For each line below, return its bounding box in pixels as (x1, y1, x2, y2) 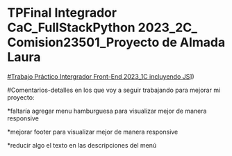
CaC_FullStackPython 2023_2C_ (7, 19, 198, 36)
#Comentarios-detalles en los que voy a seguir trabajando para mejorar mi (7, 86, 221, 94)
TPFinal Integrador (7, 5, 117, 21)
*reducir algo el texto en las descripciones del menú (7, 141, 157, 149)
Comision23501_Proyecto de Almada (7, 35, 226, 50)
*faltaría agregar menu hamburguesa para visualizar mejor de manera (7, 107, 207, 115)
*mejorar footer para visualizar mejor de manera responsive (7, 127, 179, 136)
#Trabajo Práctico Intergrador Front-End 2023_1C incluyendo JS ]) (7, 72, 194, 81)
